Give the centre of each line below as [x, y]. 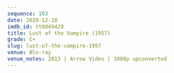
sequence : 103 [28, 14]
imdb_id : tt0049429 [36, 26]
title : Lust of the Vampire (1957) [59, 33]
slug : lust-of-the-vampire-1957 [54, 46]
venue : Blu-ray [29, 53]
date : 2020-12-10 [32, 20]
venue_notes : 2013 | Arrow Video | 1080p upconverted [87, 59]
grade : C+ [22, 40]
